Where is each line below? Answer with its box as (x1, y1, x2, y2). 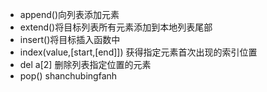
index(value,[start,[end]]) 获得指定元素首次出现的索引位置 (19, 46, 258, 58)
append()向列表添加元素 (19, 9, 120, 20)
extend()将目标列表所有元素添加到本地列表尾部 (19, 21, 213, 33)
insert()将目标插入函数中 (19, 34, 121, 45)
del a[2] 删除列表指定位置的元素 (19, 59, 152, 70)
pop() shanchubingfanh (19, 70, 118, 82)
